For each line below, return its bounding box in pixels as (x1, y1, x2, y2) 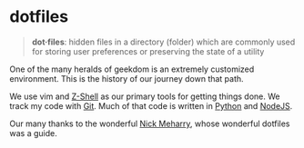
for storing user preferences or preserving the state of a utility (31, 45, 265, 56)
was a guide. (9, 127, 57, 138)
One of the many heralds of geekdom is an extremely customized (9, 64, 255, 74)
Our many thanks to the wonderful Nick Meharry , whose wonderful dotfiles (9, 118, 290, 129)
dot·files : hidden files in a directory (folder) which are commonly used (31, 36, 296, 47)
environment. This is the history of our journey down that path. (9, 73, 244, 84)
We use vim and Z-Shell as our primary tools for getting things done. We (9, 91, 280, 102)
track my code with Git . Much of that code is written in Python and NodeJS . (9, 100, 293, 111)
